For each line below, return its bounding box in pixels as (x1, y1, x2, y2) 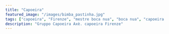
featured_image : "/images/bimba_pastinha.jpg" (5, 12, 105, 17)
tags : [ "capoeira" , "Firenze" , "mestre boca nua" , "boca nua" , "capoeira (5, 16, 164, 21)
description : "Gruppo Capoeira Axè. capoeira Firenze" (5, 21, 123, 26)
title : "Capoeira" (5, 7, 44, 12)
